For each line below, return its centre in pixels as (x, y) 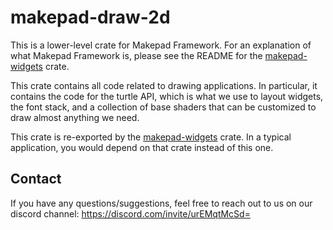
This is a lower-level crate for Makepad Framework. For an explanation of (161, 45)
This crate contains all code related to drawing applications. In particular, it (164, 85)
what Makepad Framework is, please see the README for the (136, 55)
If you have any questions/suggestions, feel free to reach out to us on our (161, 203)
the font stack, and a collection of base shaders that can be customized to (163, 107)
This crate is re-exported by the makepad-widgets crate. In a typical (151, 137)
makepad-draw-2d (90, 17)
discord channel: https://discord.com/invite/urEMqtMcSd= (130, 213)
